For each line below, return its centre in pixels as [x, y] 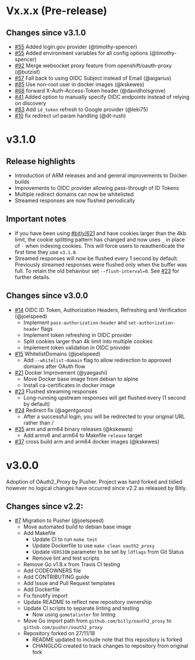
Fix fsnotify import [46, 596]
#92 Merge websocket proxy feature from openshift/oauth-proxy [93, 65]
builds [22, 182]
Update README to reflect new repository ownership [88, 602]
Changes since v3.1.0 [46, 33]
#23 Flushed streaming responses [56, 391]
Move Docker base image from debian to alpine [81, 379]
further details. [33, 277]
